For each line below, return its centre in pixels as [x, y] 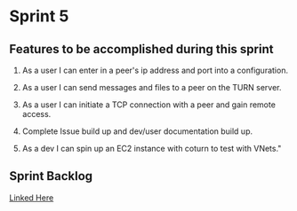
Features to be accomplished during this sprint [141, 49]
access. [36, 114]
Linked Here [32, 198]
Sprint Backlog [51, 176]
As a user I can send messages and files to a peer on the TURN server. [152, 87]
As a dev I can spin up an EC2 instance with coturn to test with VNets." [152, 148]
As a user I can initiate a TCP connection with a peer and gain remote [148, 105]
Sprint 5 [39, 16]
